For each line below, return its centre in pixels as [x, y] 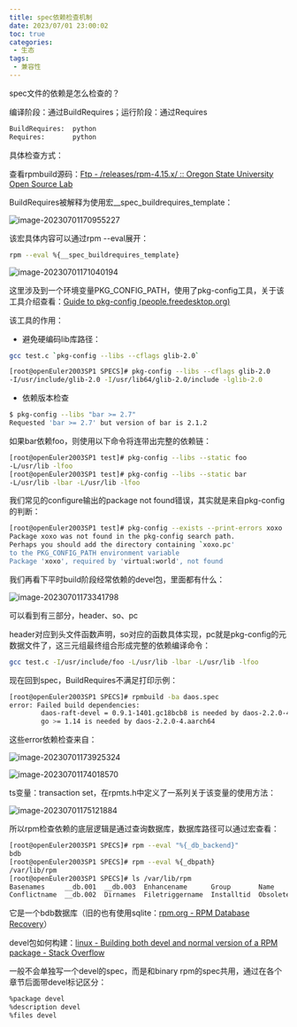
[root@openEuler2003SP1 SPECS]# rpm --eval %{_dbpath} [112, 862]
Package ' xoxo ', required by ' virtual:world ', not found [116, 561]
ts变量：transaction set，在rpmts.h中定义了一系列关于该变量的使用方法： [143, 793]
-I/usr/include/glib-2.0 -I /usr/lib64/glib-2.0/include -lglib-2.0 [136, 380]
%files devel [33, 1015]
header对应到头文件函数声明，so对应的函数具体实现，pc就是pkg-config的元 [148, 634]
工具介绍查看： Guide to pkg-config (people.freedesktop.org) [120, 301]
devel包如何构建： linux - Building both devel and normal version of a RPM [144, 943]
